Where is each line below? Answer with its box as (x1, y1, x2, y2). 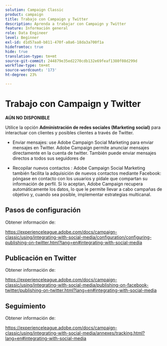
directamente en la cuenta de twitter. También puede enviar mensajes (12, 150, 156, 156)
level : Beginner (5, 35, 39, 40)
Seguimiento (5, 302, 46, 310)
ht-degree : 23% (5, 72, 37, 77)
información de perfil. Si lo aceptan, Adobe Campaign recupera (12, 181, 143, 187)
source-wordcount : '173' (5, 68, 57, 73)
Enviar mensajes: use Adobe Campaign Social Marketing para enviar (12, 139, 154, 145)
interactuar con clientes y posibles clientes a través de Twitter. (5, 129, 134, 135)
